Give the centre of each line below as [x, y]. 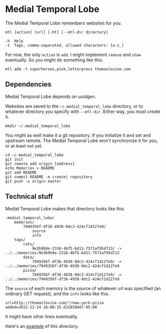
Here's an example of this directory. [42, 326]
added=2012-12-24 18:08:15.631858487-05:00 [51, 307]
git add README [21, 172]
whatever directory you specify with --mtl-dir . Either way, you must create [83, 111]
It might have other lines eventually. [42, 316]
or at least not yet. [24, 145]
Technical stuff [29, 197]
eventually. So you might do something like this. [54, 60]
